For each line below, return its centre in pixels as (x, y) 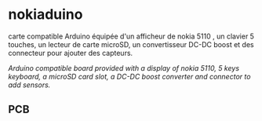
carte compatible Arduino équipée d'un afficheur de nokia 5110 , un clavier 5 (131, 36)
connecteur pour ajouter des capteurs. (71, 53)
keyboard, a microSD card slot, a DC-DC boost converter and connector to (129, 76)
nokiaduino (45, 15)
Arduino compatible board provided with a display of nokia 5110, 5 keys (124, 68)
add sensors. (29, 85)
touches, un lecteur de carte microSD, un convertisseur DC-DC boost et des (131, 44)
